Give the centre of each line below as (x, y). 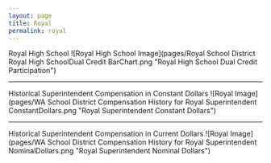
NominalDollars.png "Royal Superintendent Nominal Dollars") (110, 151)
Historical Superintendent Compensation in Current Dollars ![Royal (118, 134)
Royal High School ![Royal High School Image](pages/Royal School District (132, 54)
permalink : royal (38, 31)
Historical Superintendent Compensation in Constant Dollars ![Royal (121, 94)
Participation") (32, 71)
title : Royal (30, 23)
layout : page (30, 16)
